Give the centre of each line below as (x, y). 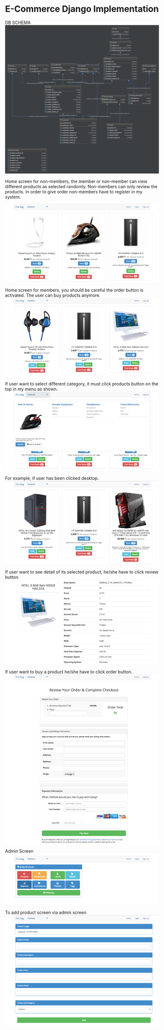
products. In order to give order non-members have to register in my (74, 192)
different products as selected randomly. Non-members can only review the (81, 187)
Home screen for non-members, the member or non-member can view (76, 181)
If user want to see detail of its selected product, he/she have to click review (82, 572)
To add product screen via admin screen (46, 912)
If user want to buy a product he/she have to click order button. (69, 672)
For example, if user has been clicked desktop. (52, 478)
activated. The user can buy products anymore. (53, 295)
